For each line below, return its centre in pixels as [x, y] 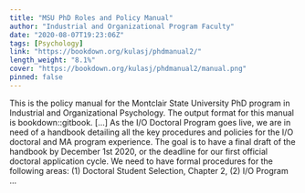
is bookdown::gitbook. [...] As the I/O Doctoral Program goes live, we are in [150, 122]
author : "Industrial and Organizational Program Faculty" [122, 26]
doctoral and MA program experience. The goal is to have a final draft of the [152, 141]
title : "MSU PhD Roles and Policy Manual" [91, 18]
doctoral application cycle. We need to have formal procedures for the [142, 161]
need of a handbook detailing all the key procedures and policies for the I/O [152, 132]
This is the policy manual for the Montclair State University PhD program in [150, 103]
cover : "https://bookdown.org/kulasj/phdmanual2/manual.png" [128, 69]
